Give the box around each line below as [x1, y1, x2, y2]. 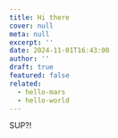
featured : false [9, 71, 70, 80]
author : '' [9, 54, 50, 63]
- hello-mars [17, 87, 66, 96]
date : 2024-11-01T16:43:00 [9, 46, 110, 55]
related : [9, 79, 42, 88]
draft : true [9, 63, 54, 72]
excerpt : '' [9, 37, 54, 47]
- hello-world [17, 95, 70, 105]
